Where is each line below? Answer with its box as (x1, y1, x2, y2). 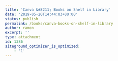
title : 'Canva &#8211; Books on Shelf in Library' (5, 7, 111, 12)
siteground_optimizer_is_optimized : (5, 44, 80, 49)
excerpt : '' (5, 30, 29, 35)
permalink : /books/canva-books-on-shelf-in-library (5, 21, 113, 26)
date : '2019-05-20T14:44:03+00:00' (5, 12, 78, 17)
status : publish (5, 16, 38, 21)
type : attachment (5, 35, 41, 40)
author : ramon (5, 26, 34, 30)
